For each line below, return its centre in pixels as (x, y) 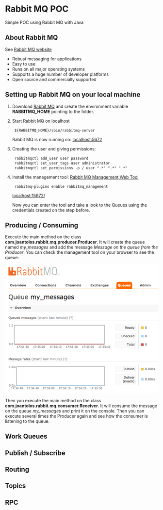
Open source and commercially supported (54, 79)
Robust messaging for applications (47, 59)
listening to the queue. (27, 421)
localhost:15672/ (28, 196)
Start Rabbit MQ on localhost (41, 121)
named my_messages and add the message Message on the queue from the (81, 247)
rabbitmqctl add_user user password (51, 158)
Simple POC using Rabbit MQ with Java (44, 22)
